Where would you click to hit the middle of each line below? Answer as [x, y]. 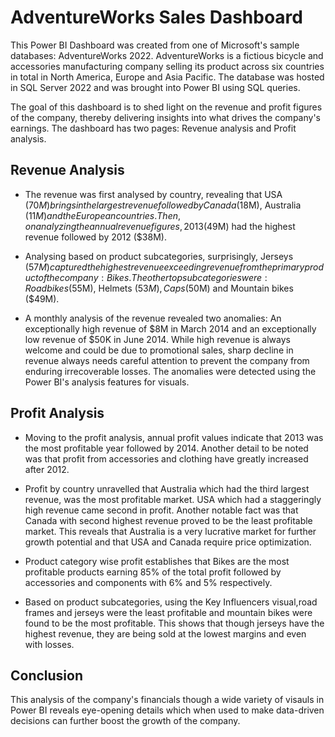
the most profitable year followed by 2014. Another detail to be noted [166, 448]
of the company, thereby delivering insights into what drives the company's [165, 117]
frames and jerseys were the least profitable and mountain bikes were [168, 612]
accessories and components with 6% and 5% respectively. [148, 582]
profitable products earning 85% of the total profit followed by [153, 572]
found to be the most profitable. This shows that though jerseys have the [174, 623]
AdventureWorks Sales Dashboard [156, 17]
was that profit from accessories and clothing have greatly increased [166, 458]
